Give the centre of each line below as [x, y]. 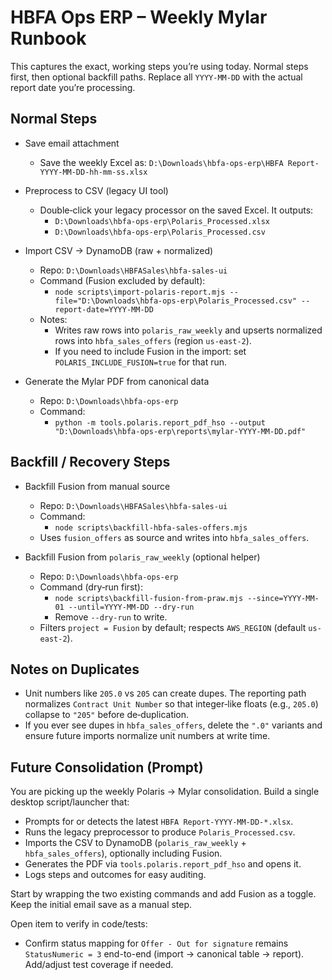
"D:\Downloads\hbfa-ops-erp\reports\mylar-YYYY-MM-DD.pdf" [180, 431]
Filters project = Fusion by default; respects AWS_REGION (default [173, 627]
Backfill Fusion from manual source [97, 486]
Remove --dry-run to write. [111, 617]
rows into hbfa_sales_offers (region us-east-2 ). [153, 340]
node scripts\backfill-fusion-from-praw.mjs [149, 598]
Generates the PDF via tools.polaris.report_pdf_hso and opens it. [163, 864]
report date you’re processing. [73, 87]
